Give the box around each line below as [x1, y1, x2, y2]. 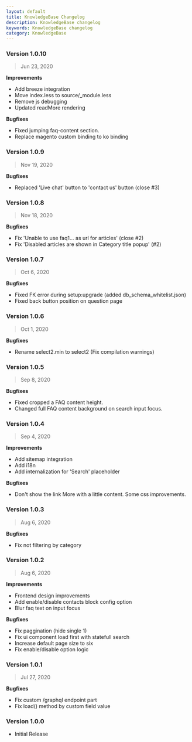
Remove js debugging [14, 98, 67, 105]
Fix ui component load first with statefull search [14, 633, 130, 640]
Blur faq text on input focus [14, 604, 81, 611]
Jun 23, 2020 [20, 63, 53, 70]
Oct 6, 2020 [20, 269, 50, 276]
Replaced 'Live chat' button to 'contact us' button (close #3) [14, 184, 160, 191]
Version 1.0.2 [6, 556, 44, 564]
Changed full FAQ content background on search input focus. [14, 405, 163, 412]
